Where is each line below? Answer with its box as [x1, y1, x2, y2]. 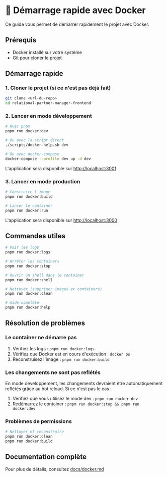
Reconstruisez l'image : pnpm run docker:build [12, 356, 110, 362]
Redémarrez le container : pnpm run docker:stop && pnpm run [12, 401, 140, 407]
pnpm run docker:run [5, 208, 49, 213]
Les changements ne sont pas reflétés [5, 368, 101, 376]
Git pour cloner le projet [12, 55, 62, 61]
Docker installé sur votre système [12, 49, 82, 55]
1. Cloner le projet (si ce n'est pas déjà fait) [5, 84, 111, 91]
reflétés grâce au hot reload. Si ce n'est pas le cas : [5, 386, 112, 392]
